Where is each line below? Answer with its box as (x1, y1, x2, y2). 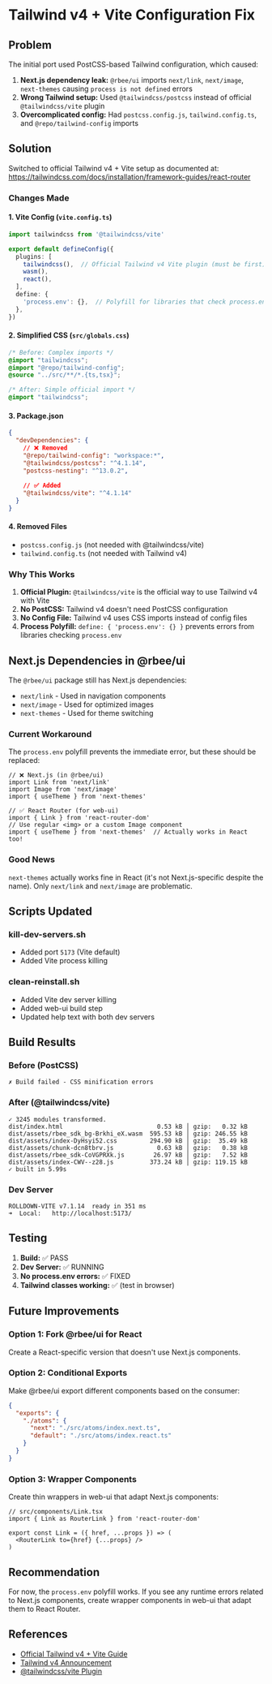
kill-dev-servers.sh (8, 929, 87, 941)
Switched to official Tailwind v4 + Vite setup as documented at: (8, 163, 219, 173)
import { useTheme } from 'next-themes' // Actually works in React (8, 828, 249, 837)
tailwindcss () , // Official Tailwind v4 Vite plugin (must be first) (23, 260, 266, 269)
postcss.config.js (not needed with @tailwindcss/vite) (19, 540, 205, 549)
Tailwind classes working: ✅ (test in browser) (19, 1280, 176, 1290)
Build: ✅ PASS (19, 1252, 69, 1263)
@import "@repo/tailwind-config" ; (8, 364, 125, 372)
